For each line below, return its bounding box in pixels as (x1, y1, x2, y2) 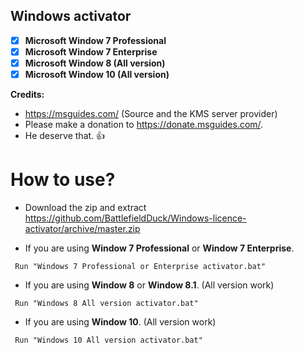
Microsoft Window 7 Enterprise (24, 45, 158, 58)
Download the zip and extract (24, 202, 147, 213)
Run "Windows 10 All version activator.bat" (14, 335, 203, 345)
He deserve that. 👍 (24, 130, 106, 142)
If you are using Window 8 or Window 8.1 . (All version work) (24, 279, 275, 291)
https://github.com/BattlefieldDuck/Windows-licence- (24, 212, 247, 224)
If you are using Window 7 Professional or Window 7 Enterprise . (24, 242, 295, 254)
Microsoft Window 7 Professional (24, 34, 167, 46)
